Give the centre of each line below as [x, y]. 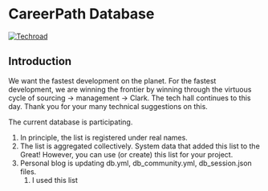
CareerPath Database [81, 14]
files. [28, 171]
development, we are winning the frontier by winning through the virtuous [130, 89]
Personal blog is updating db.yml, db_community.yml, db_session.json [136, 163]
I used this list [55, 180]
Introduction [40, 61]
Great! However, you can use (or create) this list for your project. [126, 154]
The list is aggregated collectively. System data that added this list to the [140, 146]
